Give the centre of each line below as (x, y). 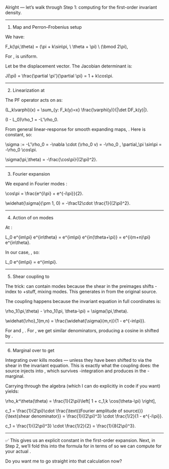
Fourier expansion (31, 174)
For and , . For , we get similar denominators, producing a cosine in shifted (82, 331)
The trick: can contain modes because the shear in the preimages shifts (80, 286)
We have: (15, 37)
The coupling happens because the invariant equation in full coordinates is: (83, 301)
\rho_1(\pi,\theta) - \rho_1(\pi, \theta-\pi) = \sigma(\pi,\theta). (67, 311)
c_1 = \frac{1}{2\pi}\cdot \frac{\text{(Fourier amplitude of (64, 411)
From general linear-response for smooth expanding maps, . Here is (75, 129)
